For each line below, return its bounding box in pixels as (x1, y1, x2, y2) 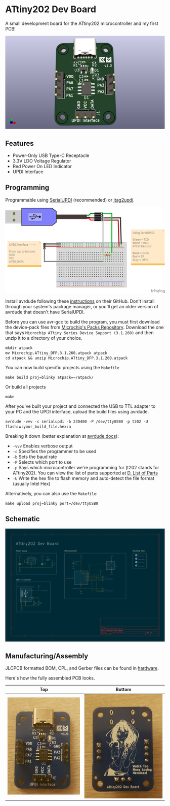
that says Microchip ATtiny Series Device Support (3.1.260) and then (5, 330, 154, 336)
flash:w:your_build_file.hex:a (5, 424, 71, 430)
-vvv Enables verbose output (12, 443, 73, 449)
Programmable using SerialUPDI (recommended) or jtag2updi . (5, 197, 135, 203)
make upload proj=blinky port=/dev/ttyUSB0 (5, 501, 99, 506)
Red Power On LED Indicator (12, 164, 72, 170)
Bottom (115, 686, 132, 692)
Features (5, 139, 34, 148)
